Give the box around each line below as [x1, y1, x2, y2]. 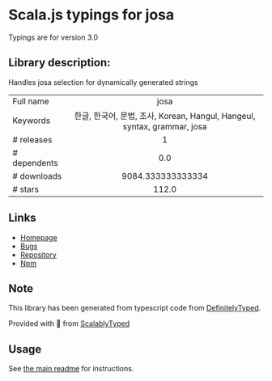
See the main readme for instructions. [8, 364, 134, 374]
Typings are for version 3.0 [8, 32, 99, 42]
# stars [12, 184, 39, 195]
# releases [12, 133, 53, 145]
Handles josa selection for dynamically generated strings [8, 77, 198, 87]
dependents [12, 157, 58, 168]
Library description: [8, 56, 111, 70]
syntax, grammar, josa [122, 121, 207, 132]
